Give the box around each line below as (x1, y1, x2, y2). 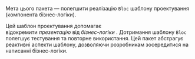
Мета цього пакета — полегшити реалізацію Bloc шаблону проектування (5, 5, 190, 12)
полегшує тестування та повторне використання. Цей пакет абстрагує (5, 35, 184, 41)
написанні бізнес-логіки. (5, 47, 68, 54)
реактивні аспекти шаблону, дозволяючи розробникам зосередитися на (5, 41, 189, 48)
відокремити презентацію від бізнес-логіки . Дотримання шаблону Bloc (5, 29, 187, 36)
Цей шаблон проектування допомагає (5, 23, 102, 29)
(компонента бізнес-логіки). (5, 11, 77, 18)
